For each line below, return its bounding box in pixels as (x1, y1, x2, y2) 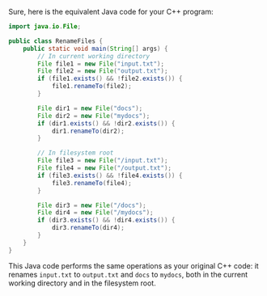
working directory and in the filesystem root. (8, 278, 156, 288)
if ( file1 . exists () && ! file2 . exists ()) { (37, 74, 183, 83)
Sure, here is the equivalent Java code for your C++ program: (8, 7, 214, 16)
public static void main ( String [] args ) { (23, 44, 168, 53)
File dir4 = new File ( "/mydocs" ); (37, 209, 154, 217)
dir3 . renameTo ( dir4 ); (51, 224, 125, 232)
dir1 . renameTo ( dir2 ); (51, 127, 125, 135)
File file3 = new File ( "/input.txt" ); (37, 157, 168, 165)
